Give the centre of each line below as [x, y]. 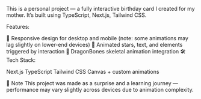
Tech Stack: [21, 60]
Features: [18, 27]
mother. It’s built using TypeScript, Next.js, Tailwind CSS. [76, 15]
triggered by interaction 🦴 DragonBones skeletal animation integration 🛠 [96, 51]
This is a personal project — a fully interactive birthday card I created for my [100, 9]
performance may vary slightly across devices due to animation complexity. [100, 90]
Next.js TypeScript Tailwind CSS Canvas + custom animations [83, 72]
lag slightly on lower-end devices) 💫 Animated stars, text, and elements [94, 45]
